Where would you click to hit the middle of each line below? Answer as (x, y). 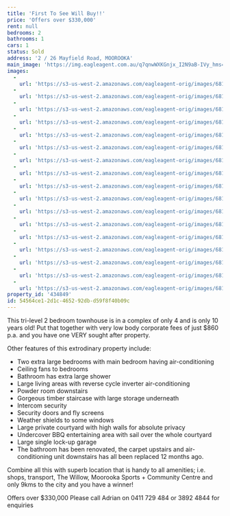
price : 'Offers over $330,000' (52, 20)
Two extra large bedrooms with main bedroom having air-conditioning (115, 362)
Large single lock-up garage (57, 442)
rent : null (23, 26)
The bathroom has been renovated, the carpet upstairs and (100, 449)
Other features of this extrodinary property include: (79, 348)
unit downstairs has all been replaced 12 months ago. (129, 457)
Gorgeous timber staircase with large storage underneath (98, 398)
